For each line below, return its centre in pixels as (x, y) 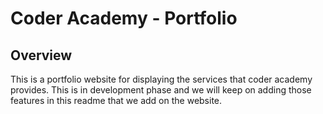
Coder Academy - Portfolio (124, 18)
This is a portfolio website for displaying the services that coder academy (161, 79)
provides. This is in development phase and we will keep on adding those (161, 90)
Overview (41, 55)
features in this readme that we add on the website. (116, 100)
